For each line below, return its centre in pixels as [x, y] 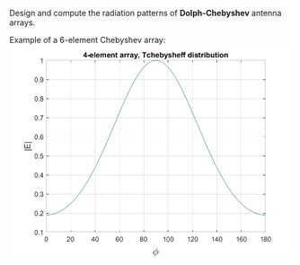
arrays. [22, 22]
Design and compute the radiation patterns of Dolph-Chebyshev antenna [146, 13]
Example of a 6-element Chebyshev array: [88, 40]
